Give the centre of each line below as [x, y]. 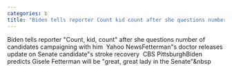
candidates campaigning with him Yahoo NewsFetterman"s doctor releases [115, 47]
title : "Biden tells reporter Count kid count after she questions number [117, 20]
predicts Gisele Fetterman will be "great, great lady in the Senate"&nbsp [109, 61]
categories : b [28, 13]
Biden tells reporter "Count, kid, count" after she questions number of [106, 39]
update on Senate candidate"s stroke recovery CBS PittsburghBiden [105, 54]
